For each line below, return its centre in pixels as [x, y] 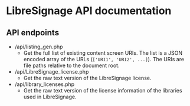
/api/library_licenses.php [45, 84]
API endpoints [33, 33]
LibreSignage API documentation [89, 11]
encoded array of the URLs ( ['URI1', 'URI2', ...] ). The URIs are [104, 59]
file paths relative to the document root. [71, 65]
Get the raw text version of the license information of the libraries [103, 90]
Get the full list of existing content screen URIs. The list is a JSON [103, 53]
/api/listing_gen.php [39, 47]
